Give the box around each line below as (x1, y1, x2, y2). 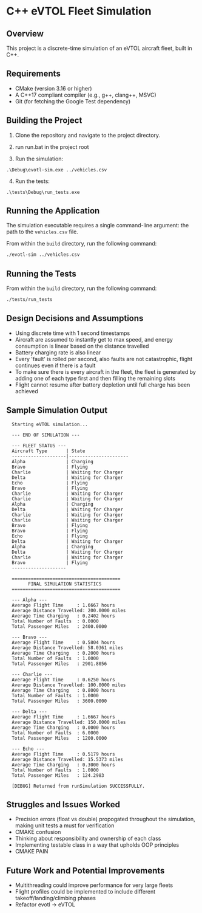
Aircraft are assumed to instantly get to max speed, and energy (15, 336, 173, 343)
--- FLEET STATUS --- (12, 443, 67, 449)
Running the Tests (6, 269, 77, 279)
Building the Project (6, 115, 82, 126)
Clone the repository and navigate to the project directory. (15, 131, 161, 139)
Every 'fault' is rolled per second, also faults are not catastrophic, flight (15, 355, 193, 362)
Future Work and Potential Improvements (6, 865, 165, 876)
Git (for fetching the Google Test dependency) (15, 97, 131, 105)
